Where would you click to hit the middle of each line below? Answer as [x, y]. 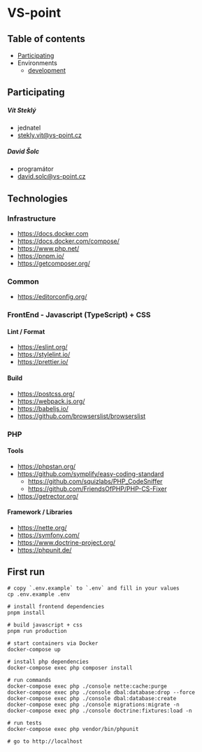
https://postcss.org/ [46, 394]
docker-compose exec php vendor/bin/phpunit [73, 729]
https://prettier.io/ [43, 362]
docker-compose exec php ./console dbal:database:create [92, 698]
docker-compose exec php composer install [70, 668]
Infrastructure [32, 218]
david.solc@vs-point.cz [51, 176]
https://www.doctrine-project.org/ [66, 542]
